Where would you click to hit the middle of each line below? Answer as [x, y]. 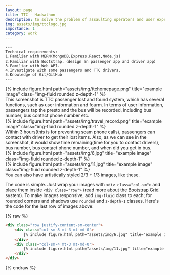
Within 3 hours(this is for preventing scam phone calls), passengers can [80, 132]
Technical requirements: [31, 52]
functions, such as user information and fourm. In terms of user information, [84, 105]
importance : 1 [20, 29]
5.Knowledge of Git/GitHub [34, 75]
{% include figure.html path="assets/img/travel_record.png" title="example [84, 121]
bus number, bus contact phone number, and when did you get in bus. [78, 148]
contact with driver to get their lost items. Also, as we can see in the [76, 137]
